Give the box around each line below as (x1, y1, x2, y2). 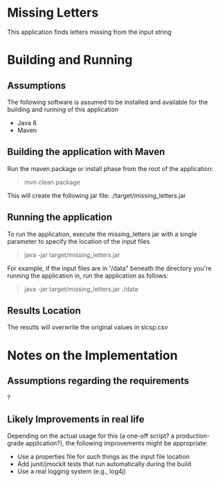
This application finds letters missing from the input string (7, 28, 172, 36)
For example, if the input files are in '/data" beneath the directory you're (7, 264, 212, 272)
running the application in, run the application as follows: (7, 271, 169, 280)
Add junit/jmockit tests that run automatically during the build (17, 460, 192, 468)
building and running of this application (7, 105, 119, 114)
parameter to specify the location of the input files (7, 237, 150, 245)
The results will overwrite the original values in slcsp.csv (7, 323, 168, 332)
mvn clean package (24, 178, 81, 186)
